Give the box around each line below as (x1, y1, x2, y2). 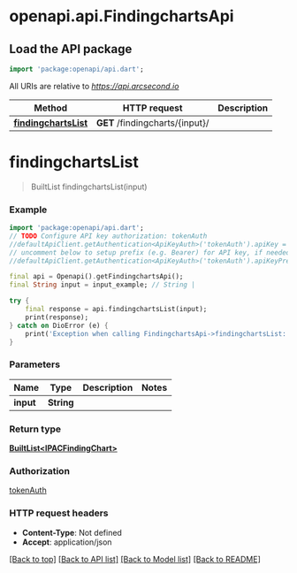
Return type (9, 423, 62, 435)
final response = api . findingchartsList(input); (25, 305, 208, 314)
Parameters (9, 358, 60, 371)
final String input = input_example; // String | (9, 280, 196, 289)
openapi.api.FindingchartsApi (9, 6, 234, 27)
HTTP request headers (9, 507, 109, 519)
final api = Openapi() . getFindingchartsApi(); (9, 272, 184, 281)
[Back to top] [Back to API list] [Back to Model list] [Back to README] (9, 554, 261, 564)
